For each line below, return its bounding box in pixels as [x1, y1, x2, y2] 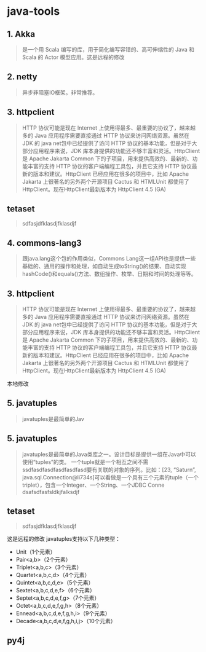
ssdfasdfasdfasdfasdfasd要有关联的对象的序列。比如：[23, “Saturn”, [22, 466, 196, 473]
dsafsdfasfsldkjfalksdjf [22, 488, 80, 495]
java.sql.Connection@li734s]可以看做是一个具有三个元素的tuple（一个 [22, 473, 199, 481]
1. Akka [7, 29, 36, 39]
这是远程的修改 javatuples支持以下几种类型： [7, 535, 121, 542]
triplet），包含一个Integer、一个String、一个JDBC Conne [22, 481, 165, 489]
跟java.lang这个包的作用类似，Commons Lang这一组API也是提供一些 [22, 255, 196, 262]
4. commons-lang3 [7, 238, 82, 248]
